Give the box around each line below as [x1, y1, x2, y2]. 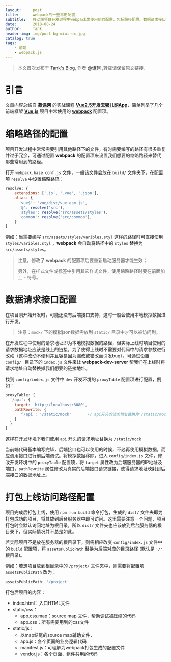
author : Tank [5, 26, 42, 32]
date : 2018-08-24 [5, 21, 56, 27]
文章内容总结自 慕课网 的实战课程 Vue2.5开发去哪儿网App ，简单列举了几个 [5, 102, 163, 108]
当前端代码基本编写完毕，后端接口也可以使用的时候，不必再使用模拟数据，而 [5, 446, 166, 453]
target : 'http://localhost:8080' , [14, 402, 88, 407]
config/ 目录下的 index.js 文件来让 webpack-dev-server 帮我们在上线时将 [5, 359, 165, 365]
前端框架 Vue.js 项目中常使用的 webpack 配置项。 [5, 108, 111, 114]
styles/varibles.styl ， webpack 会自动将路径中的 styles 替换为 [5, 240, 144, 246]
